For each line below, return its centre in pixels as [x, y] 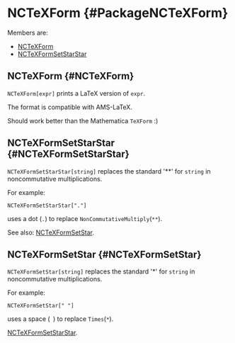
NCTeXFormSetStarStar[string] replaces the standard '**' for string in [109, 171]
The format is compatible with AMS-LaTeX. [70, 107]
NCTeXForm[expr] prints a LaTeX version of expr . [76, 93]
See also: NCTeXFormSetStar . [51, 232]
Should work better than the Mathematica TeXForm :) [83, 120]
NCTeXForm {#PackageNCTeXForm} [118, 13]
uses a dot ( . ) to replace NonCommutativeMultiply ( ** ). [85, 218]
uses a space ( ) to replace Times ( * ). [61, 319]
